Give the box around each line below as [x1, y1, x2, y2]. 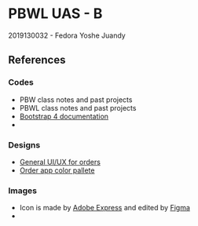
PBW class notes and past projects [19, 95, 133, 104]
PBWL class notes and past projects [19, 103, 137, 112]
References [8, 53, 66, 67]
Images [8, 185, 38, 196]
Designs [8, 139, 41, 150]
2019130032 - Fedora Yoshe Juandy [8, 31, 126, 40]
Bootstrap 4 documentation [19, 111, 108, 121]
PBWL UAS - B [8, 5, 103, 23]
